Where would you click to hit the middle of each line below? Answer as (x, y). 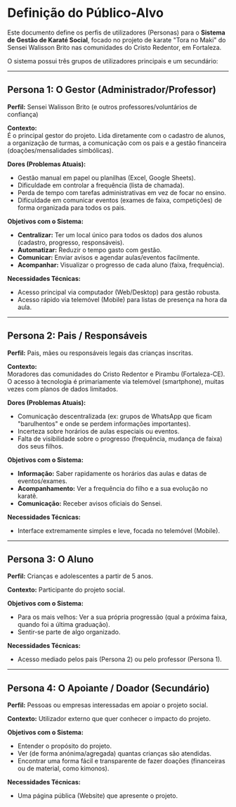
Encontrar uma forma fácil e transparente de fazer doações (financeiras (122, 761)
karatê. (28, 496)
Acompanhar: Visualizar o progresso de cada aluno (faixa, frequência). (121, 265)
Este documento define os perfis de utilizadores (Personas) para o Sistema (117, 32)
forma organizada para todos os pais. (72, 207)
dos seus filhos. (40, 446)
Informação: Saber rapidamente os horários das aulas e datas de (112, 473)
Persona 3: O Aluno (51, 559)
